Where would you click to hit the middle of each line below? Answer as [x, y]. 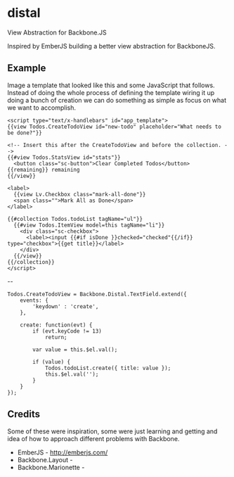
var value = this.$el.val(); [75, 350]
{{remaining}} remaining [44, 170]
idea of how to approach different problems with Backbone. [93, 438]
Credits [24, 414]
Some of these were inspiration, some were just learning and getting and [112, 431]
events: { [34, 300]
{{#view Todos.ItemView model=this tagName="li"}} [89, 225]
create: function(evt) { [56, 325]
